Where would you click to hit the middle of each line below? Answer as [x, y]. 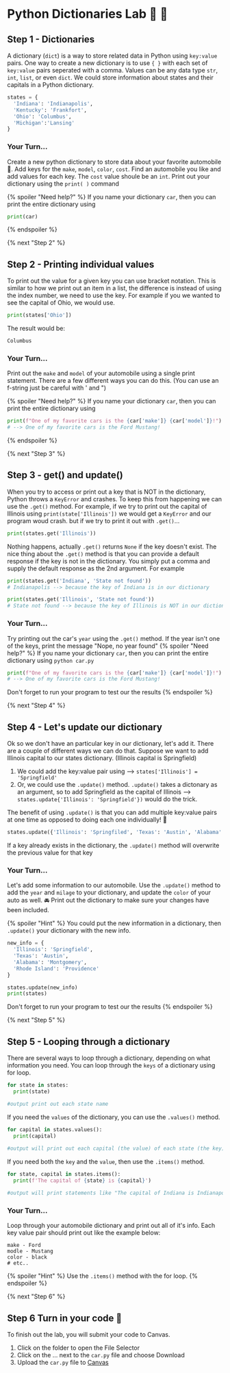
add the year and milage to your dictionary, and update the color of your [109, 892]
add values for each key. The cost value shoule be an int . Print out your [108, 176]
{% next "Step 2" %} [36, 243]
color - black [27, 1257]
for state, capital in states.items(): [64, 1174]
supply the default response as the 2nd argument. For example [96, 568]
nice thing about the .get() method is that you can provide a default [103, 553]
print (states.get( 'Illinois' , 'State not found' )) [81, 600]
